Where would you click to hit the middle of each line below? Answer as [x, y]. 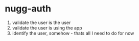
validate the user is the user [41, 22]
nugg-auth [28, 9]
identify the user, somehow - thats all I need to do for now [73, 33]
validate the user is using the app [47, 27]
